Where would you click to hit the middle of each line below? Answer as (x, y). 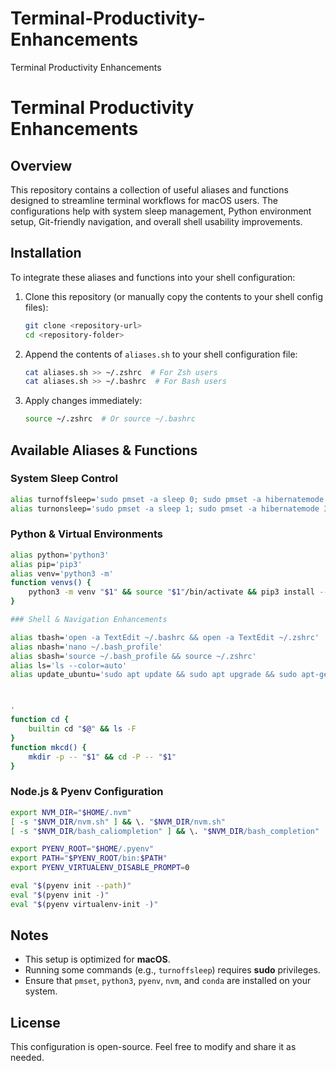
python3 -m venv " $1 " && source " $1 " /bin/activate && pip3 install (172, 592)
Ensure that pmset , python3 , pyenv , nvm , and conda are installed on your (168, 981)
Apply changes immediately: (83, 401)
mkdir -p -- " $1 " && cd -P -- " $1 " (102, 757)
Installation (46, 253)
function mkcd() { (48, 747)
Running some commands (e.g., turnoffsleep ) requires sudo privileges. (172, 970)
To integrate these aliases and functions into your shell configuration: (153, 277)
